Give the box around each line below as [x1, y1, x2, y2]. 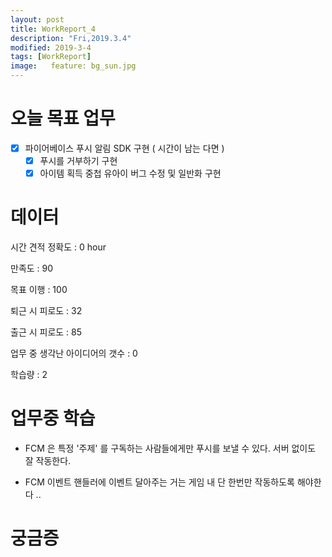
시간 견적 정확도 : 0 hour [10, 241, 107, 253]
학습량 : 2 [10, 369, 48, 381]
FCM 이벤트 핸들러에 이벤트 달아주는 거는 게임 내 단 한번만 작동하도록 [24, 476, 295, 488]
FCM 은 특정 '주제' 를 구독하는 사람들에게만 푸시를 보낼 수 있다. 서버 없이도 [24, 442, 317, 454]
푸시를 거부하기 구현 [39, 155, 118, 166]
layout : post [10, 14, 65, 25]
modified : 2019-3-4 [10, 42, 92, 53]
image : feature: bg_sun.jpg [10, 61, 137, 71]
